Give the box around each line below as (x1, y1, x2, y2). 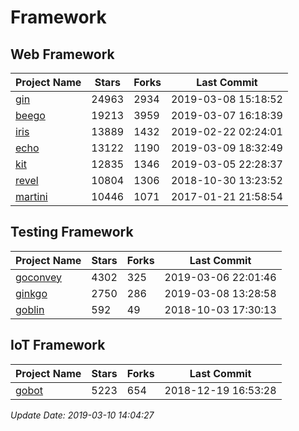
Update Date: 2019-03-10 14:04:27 (10, 409, 155, 421)
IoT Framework (10, 337, 106, 354)
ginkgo (15, 286, 48, 300)
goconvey (15, 270, 63, 284)
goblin (15, 302, 45, 316)
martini (15, 190, 48, 203)
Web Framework (10, 46, 115, 63)
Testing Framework (10, 224, 134, 241)
